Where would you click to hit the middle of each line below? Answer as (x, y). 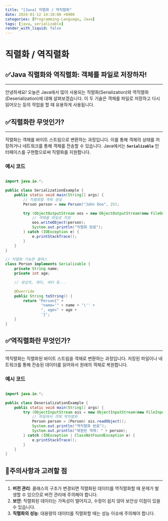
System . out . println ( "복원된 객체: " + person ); (80, 431)
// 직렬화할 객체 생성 (42, 200)
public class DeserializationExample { (47, 403)
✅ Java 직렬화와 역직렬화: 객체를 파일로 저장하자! (76, 75)
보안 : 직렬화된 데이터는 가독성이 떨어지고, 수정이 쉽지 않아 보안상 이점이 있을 (86, 501)
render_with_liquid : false (33, 28)
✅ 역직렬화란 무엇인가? (38, 341)
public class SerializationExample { (44, 190)
